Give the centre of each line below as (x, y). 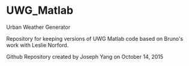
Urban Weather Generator (38, 27)
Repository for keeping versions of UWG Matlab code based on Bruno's (95, 38)
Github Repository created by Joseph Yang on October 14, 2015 (85, 56)
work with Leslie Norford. (37, 45)
